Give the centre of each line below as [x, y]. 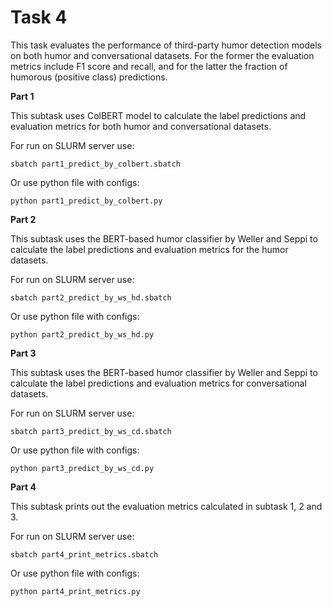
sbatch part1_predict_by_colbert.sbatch [96, 164]
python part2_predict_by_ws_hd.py [82, 334]
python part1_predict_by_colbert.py [86, 201]
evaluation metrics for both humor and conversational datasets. [141, 126]
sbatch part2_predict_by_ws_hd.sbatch [91, 297]
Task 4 [39, 17]
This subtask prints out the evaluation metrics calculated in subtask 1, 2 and [166, 506]
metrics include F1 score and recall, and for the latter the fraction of [149, 66]
